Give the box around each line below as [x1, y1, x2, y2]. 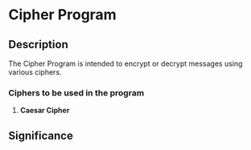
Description [8, 38, 68, 51]
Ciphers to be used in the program [8, 87, 145, 98]
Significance [8, 128, 74, 142]
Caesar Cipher [19, 106, 70, 116]
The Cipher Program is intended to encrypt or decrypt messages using [8, 59, 243, 68]
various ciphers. [8, 67, 62, 77]
